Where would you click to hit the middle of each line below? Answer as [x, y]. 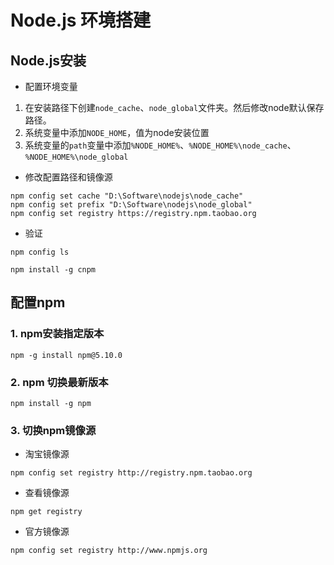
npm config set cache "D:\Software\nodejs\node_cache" [127, 196]
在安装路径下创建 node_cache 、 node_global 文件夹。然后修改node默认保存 [174, 107]
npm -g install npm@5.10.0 [66, 355]
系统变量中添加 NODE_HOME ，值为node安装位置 [117, 132]
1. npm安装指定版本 [57, 334]
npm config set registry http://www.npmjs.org [109, 551]
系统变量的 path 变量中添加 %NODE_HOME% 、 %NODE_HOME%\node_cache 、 [160, 145]
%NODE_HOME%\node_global [76, 157]
